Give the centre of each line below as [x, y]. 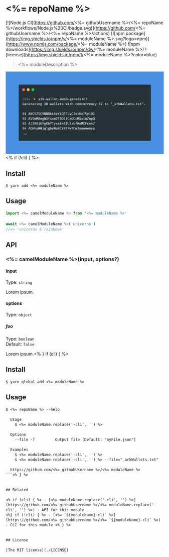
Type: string [19, 282]
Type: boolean [20, 339]
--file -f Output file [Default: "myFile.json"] [75, 439]
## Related [17, 490]
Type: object [19, 315]
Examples [19, 450]
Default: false [20, 344]
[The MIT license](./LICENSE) [37, 550]
